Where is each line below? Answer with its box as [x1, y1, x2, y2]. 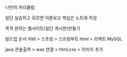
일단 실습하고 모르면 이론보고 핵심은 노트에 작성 [5, 15, 97, 21]
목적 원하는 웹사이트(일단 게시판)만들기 [5, 25, 81, 31]
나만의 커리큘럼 [5, 4, 35, 10]
